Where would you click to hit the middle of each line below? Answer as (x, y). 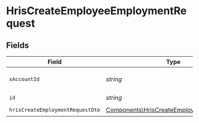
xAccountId (24, 79)
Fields (18, 45)
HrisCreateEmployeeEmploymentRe (97, 11)
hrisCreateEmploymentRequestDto (55, 110)
